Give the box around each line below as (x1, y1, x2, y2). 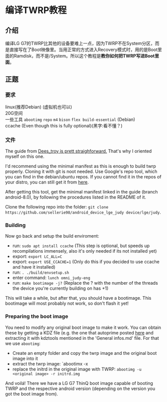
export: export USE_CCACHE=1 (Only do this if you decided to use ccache (12, 259, 160, 265)
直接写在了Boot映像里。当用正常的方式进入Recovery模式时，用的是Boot (9, 47, 158, 53)
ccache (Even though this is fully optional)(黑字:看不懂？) (5, 122, 122, 128)
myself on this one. (5, 153, 45, 159)
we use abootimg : (5, 340, 41, 346)
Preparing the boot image (5, 313, 68, 320)
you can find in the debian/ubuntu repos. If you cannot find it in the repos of (5, 173, 161, 179)
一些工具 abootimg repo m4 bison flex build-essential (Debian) (5, 116, 135, 122)
